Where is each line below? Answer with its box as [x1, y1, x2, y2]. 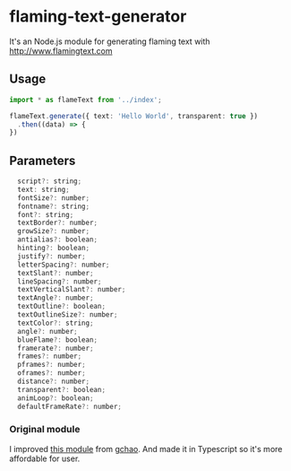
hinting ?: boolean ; [17, 244, 90, 253]
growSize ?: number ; [17, 227, 90, 236]
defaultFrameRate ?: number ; [17, 402, 123, 411]
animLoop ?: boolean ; [17, 393, 94, 403]
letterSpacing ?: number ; [17, 260, 110, 269]
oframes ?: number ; [17, 369, 87, 378]
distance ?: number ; [17, 377, 90, 387]
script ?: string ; [17, 177, 82, 186]
